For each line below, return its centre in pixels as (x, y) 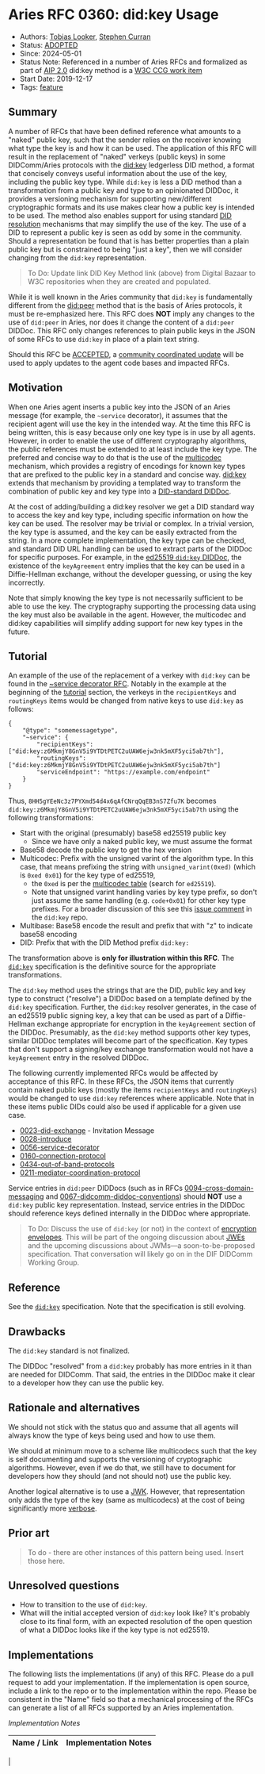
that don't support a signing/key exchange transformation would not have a (131, 1050)
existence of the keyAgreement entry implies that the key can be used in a (127, 566)
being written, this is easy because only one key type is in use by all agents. (132, 432)
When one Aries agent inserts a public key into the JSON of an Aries (119, 407)
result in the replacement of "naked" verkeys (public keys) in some (117, 156)
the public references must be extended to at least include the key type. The (132, 449)
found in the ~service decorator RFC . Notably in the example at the (117, 684)
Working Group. (53, 1262)
